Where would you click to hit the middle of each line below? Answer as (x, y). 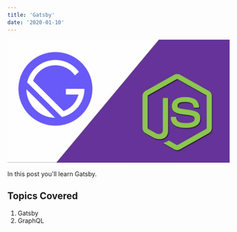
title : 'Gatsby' (31, 15)
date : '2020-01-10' (36, 22)
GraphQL (31, 220)
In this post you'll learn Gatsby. (52, 174)
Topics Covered (43, 196)
